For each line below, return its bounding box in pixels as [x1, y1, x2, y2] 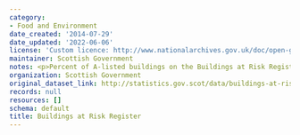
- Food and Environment [9, 21, 98, 30]
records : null [9, 87, 62, 96]
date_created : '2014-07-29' [9, 29, 114, 38]
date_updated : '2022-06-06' [9, 37, 114, 47]
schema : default [9, 104, 70, 113]
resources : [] [9, 95, 62, 105]
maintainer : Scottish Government [9, 54, 134, 63]
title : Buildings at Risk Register [9, 112, 142, 121]
